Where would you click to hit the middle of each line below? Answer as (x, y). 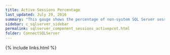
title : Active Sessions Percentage (43, 10)
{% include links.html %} (31, 48)
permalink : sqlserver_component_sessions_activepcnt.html (68, 29)
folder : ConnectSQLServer (32, 33)
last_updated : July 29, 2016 (36, 15)
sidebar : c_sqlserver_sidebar (37, 24)
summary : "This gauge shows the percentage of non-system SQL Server (80, 19)
